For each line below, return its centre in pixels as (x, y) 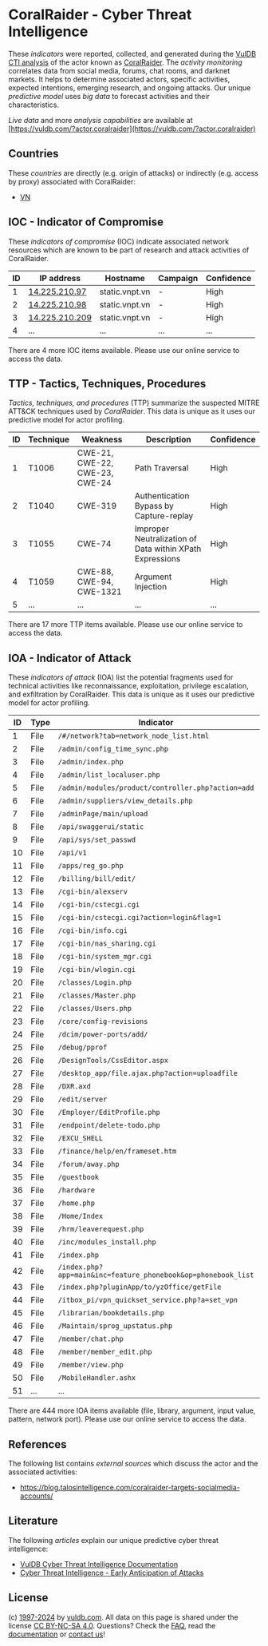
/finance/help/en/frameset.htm (117, 1151)
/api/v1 (72, 853)
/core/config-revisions (103, 1021)
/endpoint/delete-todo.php (109, 1125)
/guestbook (79, 1177)
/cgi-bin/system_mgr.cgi (105, 957)
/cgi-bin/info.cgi (93, 931)
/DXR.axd (75, 1087)
